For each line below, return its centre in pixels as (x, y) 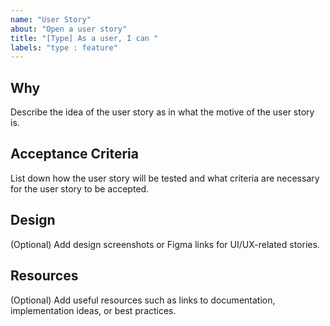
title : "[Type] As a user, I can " (84, 38)
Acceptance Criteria (74, 154)
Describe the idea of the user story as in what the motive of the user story (162, 112)
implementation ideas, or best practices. (93, 310)
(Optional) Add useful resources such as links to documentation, (143, 300)
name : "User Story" (51, 19)
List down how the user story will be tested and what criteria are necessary (165, 178)
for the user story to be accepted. (80, 188)
